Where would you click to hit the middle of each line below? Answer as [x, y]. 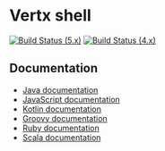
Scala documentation [61, 137]
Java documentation [60, 89]
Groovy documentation [65, 118]
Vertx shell [50, 16]
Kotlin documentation [61, 109]
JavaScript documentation [71, 99]
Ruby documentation [61, 128]
